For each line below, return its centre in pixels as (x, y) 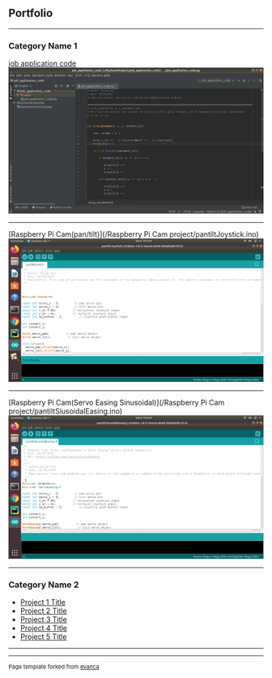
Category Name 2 (44, 585)
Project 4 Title (43, 629)
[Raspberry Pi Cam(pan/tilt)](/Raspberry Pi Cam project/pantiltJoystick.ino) (134, 234)
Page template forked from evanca (54, 667)
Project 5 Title (43, 637)
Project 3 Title (43, 620)
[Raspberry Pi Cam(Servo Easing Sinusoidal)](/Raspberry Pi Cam (117, 402)
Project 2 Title (43, 611)
